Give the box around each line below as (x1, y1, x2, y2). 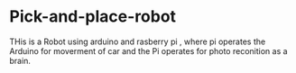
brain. (9, 55, 32, 66)
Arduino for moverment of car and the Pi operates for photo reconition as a (9, 45, 288, 56)
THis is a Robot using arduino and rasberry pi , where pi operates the (9, 36, 266, 47)
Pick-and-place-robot (9, 6, 177, 27)
